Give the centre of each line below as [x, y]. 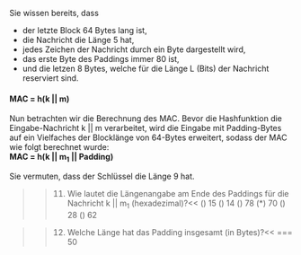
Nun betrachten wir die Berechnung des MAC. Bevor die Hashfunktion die [146, 119]
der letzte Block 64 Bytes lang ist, [84, 30]
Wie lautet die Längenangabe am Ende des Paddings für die [178, 193]
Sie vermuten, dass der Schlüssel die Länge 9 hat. [102, 176]
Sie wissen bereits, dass [54, 13]
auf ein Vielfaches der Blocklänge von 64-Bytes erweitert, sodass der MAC [148, 137]
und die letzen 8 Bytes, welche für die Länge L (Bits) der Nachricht [146, 68]
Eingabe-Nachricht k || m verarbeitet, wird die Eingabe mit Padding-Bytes [146, 128]
